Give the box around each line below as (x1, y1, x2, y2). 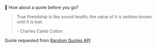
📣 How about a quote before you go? (4, 5, 78, 10)
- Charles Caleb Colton (16, 28, 63, 34)
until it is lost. (16, 19, 43, 24)
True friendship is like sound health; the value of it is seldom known (16, 14, 152, 19)
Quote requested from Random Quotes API (4, 37, 91, 43)
